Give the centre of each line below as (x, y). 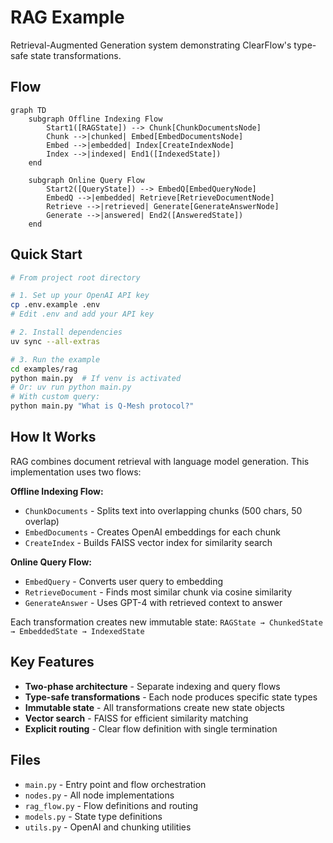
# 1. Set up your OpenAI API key (80, 296)
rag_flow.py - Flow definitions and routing (111, 805)
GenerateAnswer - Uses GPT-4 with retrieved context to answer (153, 602)
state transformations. (76, 55)
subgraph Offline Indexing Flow (95, 119)
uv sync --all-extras (55, 341)
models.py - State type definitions (93, 816)
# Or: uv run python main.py (71, 387)
